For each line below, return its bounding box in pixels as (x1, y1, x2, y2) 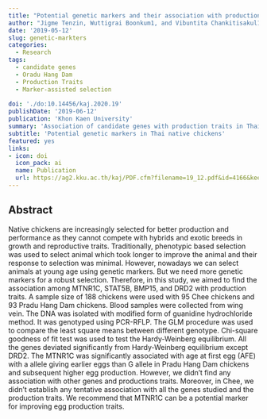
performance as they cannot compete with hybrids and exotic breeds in (8, 233, 243, 242)
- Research (15, 48, 52, 56)
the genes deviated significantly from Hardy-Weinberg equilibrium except (8, 342, 249, 352)
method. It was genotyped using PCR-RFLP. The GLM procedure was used (8, 317, 253, 326)
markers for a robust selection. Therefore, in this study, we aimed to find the (8, 275, 257, 284)
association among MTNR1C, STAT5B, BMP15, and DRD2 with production (8, 283, 246, 293)
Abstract (8, 203, 53, 217)
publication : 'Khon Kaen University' (8, 115, 133, 123)
